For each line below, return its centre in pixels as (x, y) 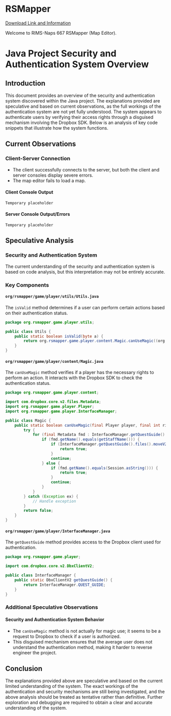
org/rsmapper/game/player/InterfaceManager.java (58, 531)
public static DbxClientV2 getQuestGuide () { (64, 580)
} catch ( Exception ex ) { (51, 496)
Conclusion (24, 668)
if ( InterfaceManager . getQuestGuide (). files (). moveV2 (109, 445)
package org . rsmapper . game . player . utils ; (50, 322)
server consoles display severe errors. (53, 175)
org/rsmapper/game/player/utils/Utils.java (52, 297)
